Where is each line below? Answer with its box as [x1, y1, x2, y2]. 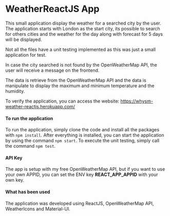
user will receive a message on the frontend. [5, 67, 100, 73]
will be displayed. [5, 36, 42, 43]
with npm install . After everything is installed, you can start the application [5, 132, 164, 139]
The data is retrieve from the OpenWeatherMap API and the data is [5, 77, 146, 83]
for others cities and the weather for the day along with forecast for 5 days [5, 31, 163, 37]
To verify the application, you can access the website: [5, 98, 120, 104]
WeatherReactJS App [5, 3, 100, 15]
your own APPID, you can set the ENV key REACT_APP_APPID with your [5, 171, 158, 178]
